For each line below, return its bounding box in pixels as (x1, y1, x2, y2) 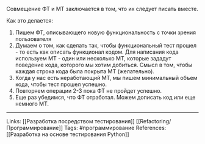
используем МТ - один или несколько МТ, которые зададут (15, 55, 171, 62)
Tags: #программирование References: (63, 124, 167, 131)
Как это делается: (6, 17, 54, 24)
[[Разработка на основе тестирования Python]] (6, 131, 129, 138)
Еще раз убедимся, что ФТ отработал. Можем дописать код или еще (15, 94, 196, 101)
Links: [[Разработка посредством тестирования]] (6, 118, 135, 124)
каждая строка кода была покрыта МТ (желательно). (15, 68, 154, 75)
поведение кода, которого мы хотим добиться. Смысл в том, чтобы (15, 61, 193, 68)
